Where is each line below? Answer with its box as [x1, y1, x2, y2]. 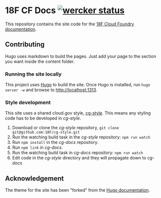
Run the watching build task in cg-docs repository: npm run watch [12, 150, 143, 156]
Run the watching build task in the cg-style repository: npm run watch [12, 134, 151, 140]
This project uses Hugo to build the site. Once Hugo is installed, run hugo [5, 82, 150, 88]
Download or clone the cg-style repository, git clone [12, 125, 119, 131]
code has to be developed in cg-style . [5, 115, 81, 121]
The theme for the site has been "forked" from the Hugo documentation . [5, 187, 150, 193]
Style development [5, 99, 51, 106]
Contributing [5, 40, 45, 49]
